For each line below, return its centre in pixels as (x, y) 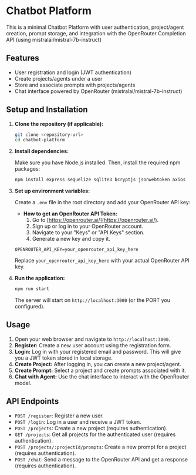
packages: (27, 169)
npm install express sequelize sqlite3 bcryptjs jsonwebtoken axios (100, 180)
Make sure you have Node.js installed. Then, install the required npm (97, 162)
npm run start (32, 289)
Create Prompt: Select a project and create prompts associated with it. (100, 370)
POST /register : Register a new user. (59, 416)
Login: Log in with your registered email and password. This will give (98, 351)
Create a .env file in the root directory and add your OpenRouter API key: (102, 202)
